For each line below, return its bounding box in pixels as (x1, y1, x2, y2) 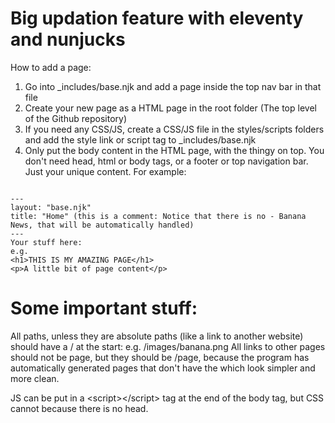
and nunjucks (10, 28, 126, 51)
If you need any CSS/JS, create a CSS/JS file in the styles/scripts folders (24, 123, 325, 135)
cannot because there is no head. (10, 402, 149, 414)
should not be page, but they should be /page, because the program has (10, 351, 310, 363)
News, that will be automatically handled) (10, 220, 195, 230)
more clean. (10, 372, 60, 384)
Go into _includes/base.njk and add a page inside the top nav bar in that (24, 80, 322, 92)
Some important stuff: (10, 297, 198, 320)
